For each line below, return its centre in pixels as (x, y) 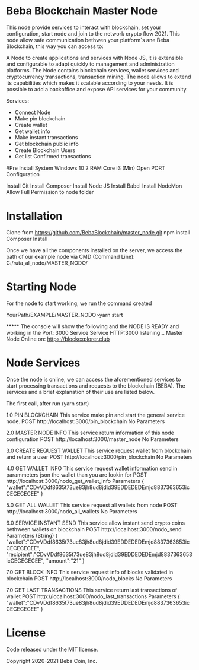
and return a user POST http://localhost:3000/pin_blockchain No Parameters (99, 457)
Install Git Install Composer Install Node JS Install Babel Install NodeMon (94, 186)
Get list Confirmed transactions (53, 156)
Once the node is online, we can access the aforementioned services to (94, 379)
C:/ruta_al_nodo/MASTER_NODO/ (47, 263)
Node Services (43, 363)
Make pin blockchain (40, 118)
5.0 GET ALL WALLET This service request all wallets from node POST (92, 505)
